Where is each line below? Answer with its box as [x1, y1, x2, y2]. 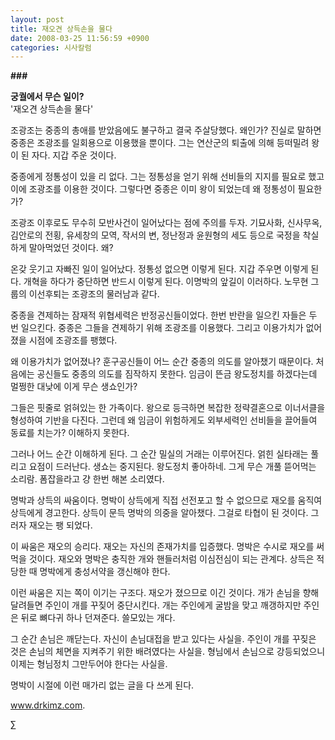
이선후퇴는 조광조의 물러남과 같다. [28, 288, 160, 300]
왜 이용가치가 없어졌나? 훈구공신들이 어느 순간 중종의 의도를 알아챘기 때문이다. [10, 356, 314, 368]
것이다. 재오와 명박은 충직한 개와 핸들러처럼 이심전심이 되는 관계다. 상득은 [28, 553, 315, 565]
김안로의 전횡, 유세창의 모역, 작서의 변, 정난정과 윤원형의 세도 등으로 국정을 [10, 229, 301, 241]
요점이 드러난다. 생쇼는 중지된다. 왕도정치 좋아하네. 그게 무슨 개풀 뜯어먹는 [28, 461, 317, 473]
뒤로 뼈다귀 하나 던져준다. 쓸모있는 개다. [20, 612, 176, 624]
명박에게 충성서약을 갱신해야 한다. [39, 566, 171, 578]
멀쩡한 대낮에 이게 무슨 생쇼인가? [10, 381, 138, 393]
